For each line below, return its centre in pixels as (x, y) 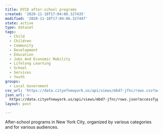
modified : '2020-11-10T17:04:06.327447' (47, 18)
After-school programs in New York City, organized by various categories (78, 122)
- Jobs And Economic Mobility (40, 59)
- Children (20, 41)
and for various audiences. (32, 127)
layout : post (18, 104)
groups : (13, 81)
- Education (22, 54)
